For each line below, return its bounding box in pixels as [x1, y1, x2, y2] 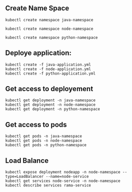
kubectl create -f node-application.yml [5, 67, 92, 72]
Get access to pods [5, 120, 67, 129]
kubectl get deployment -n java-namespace [5, 98, 96, 103]
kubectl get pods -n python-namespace [5, 143, 87, 148]
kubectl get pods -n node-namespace [5, 138, 82, 143]
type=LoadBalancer [5, 174, 44, 179]
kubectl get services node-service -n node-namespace [5, 178, 121, 183]
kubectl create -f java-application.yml [5, 62, 92, 67]
